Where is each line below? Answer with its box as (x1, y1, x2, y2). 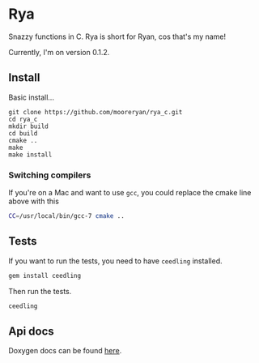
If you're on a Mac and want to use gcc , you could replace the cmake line (8, 188, 252, 198)
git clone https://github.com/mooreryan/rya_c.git (8, 108, 183, 116)
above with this (8, 196, 59, 207)
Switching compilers (8, 169, 91, 181)
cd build (8, 129, 38, 138)
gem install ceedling (8, 271, 82, 280)
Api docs (8, 324, 54, 338)
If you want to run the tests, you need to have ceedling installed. (8, 256, 223, 266)
